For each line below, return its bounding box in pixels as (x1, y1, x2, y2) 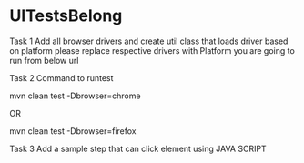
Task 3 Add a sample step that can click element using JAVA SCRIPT (9, 143, 267, 154)
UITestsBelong (9, 5, 123, 26)
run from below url (9, 55, 79, 66)
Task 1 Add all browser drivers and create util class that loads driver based (9, 36, 289, 46)
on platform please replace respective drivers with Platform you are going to (9, 45, 296, 56)
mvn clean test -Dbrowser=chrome (9, 90, 141, 101)
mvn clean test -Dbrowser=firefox (9, 125, 137, 137)
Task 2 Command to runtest (9, 72, 114, 83)
